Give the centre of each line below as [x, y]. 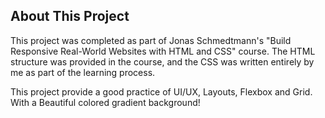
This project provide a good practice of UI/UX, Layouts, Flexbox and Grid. [161, 91]
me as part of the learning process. [83, 72]
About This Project [70, 16]
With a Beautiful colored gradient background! [105, 102]
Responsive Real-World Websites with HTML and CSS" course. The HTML [163, 51]
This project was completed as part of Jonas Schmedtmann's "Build [151, 40]
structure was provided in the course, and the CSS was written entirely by [162, 61]
